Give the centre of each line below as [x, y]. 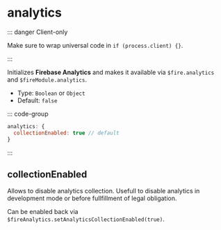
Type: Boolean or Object [51, 93]
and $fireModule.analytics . [47, 79]
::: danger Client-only [38, 32]
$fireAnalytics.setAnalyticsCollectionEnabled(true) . [86, 219]
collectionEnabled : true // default [66, 133]
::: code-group [28, 114]
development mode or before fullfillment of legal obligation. [92, 198]
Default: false [37, 100]
